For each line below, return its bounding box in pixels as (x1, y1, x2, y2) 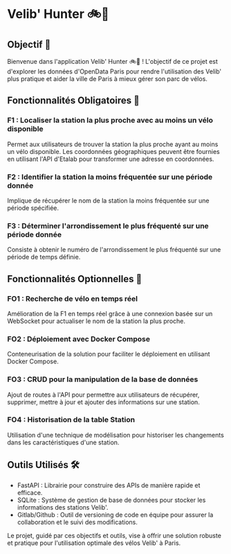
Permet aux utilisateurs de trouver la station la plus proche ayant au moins (7, 140, 219, 148)
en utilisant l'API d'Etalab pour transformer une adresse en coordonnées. (7, 155, 214, 163)
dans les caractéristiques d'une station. (7, 438, 120, 447)
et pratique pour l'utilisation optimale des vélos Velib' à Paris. (7, 539, 181, 547)
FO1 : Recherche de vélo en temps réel (7, 293, 138, 303)
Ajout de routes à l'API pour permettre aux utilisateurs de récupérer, (7, 390, 200, 399)
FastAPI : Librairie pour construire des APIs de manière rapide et (17, 481, 201, 490)
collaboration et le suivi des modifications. (17, 518, 138, 526)
